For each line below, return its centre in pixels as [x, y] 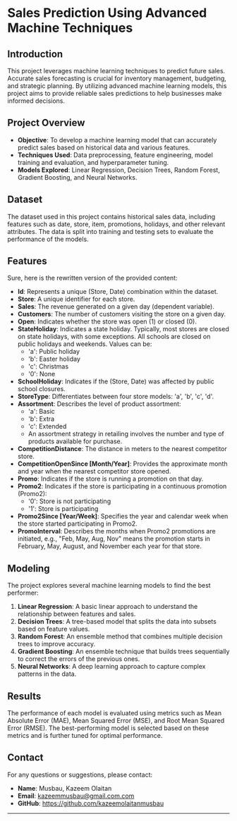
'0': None [42, 374]
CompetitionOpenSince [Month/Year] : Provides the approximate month [122, 464]
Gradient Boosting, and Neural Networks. [77, 177]
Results [24, 696]
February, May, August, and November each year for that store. [110, 546]
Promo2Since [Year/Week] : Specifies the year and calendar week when [123, 517]
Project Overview [46, 123]
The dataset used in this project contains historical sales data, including [111, 216]
